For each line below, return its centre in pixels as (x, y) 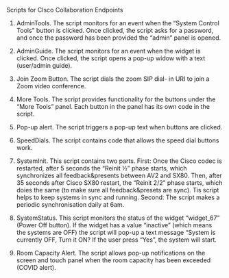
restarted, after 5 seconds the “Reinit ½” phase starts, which (101, 168)
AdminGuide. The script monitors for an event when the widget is (108, 51)
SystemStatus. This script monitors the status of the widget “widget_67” (118, 218)
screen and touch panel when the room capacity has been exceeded (113, 260)
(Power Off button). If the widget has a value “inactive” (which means (114, 225)
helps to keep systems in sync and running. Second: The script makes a (118, 197)
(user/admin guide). (44, 65)
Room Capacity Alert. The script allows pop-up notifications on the (111, 253)
